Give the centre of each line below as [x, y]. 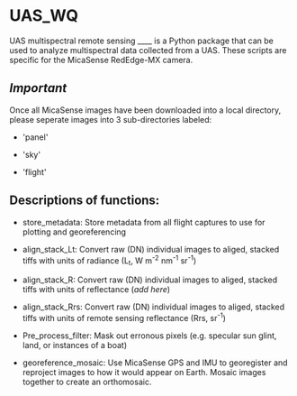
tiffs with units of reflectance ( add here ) [96, 290]
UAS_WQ [44, 16]
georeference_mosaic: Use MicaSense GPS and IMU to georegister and [155, 363]
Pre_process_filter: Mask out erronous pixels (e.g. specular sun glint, [149, 336]
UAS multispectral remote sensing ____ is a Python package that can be [142, 41]
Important [38, 88]
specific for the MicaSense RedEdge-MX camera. [101, 60]
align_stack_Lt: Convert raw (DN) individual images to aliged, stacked [151, 249]
